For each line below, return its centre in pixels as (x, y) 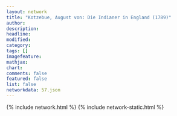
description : (23, 29)
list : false (21, 85)
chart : (14, 68)
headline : (19, 34)
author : (16, 23)
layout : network (27, 12)
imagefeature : (24, 56)
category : (19, 46)
